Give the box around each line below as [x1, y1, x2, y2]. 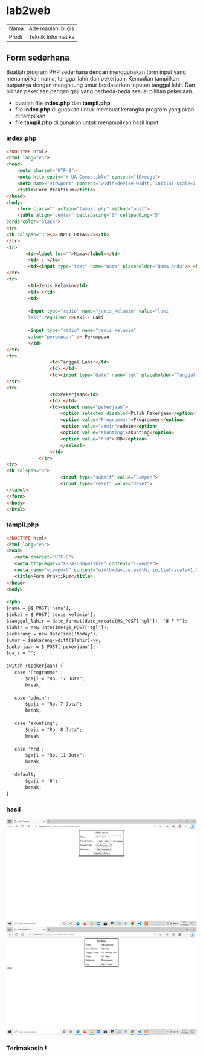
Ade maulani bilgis [28, 25, 74, 32]
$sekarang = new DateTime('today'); [6, 631, 98, 637]
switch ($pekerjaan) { [6, 663, 63, 669]
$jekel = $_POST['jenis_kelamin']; [6, 612, 96, 618]
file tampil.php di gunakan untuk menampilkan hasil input [14, 119, 159, 126]
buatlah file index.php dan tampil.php [14, 99, 111, 107]
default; [14, 772, 36, 778]
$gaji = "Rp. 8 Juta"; [25, 726, 83, 733]
